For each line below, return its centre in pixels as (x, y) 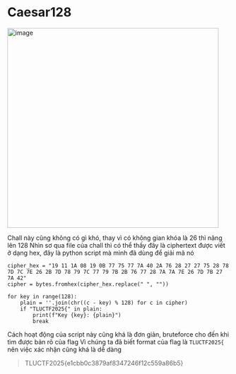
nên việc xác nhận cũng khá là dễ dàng (65, 349)
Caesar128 (40, 12)
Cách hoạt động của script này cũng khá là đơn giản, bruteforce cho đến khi (118, 334)
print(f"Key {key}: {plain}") (77, 315)
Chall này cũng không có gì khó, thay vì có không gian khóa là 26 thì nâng (115, 238)
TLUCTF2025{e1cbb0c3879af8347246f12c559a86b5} (104, 363)
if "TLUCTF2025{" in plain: (61, 309)
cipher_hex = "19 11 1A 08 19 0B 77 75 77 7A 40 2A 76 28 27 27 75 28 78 (118, 265)
